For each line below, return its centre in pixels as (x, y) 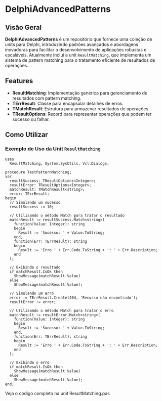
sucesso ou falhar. (31, 119)
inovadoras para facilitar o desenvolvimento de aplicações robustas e (76, 50)
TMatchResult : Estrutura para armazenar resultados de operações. (81, 109)
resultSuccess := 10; (32, 207)
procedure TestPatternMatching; (38, 172)
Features (19, 81)
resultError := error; (33, 302)
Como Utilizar (27, 135)
